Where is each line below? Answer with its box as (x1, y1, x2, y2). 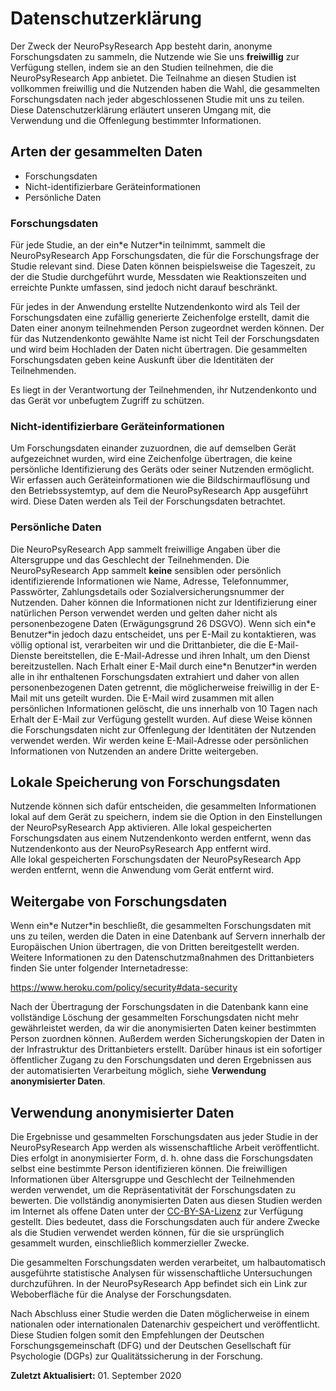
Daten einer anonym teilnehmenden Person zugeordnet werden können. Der (10, 322, 325, 334)
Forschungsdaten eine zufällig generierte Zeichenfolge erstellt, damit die (10, 312, 310, 324)
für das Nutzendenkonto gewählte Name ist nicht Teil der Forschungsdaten (10, 333, 320, 345)
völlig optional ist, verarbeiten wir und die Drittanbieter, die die (10, 638, 267, 651)
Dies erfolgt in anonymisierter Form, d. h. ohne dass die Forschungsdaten (10, 1152, 314, 1164)
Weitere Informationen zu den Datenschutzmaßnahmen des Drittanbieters (10, 952, 315, 964)
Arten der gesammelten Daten (10, 143, 203, 161)
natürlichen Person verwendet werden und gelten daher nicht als (10, 607, 278, 619)
